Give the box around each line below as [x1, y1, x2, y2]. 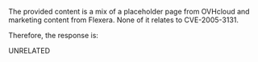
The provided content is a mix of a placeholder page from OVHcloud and [8, 7, 250, 16]
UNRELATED [8, 46, 51, 55]
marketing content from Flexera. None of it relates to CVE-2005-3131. [8, 15, 239, 25]
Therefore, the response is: [8, 31, 99, 40]
